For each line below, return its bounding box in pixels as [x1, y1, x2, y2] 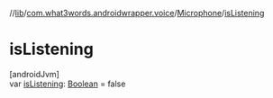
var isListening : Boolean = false [9, 78, 126, 89]
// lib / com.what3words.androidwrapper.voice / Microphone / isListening [9, 8, 265, 18]
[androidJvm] [9, 68, 60, 79]
